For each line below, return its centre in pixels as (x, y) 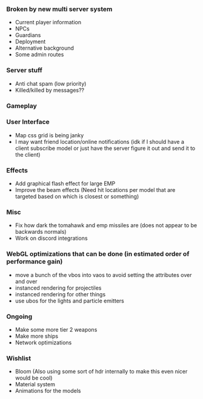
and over (26, 281)
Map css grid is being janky (49, 135)
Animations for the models (48, 391)
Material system (35, 384)
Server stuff (24, 70)
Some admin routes (39, 55)
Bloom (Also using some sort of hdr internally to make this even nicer (101, 372)
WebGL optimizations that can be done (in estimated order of (98, 254)
